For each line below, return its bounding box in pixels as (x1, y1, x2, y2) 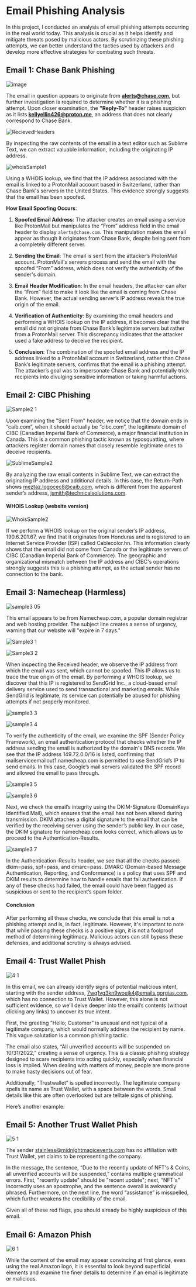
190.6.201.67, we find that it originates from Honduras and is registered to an (6, 533, 190, 540)
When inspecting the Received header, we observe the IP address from (6, 661, 178, 668)
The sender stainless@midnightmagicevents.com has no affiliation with (6, 1147, 178, 1154)
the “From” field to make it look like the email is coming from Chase (14, 288, 177, 295)
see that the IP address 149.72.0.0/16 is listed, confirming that (6, 750, 155, 758)
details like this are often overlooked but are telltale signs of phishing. (6, 1092, 174, 1099)
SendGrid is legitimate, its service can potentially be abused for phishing (6, 692, 181, 699)
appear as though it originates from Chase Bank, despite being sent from (14, 234, 191, 241)
